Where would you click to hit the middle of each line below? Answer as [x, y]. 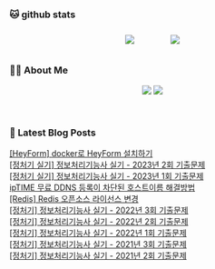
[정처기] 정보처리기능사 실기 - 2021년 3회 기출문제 [98, 244]
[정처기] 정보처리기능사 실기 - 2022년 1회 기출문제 [98, 233]
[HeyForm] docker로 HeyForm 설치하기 [81, 153]
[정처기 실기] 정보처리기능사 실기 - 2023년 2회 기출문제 [107, 164]
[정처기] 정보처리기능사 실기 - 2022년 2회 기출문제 [99, 221]
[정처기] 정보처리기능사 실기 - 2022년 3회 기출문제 [99, 210]
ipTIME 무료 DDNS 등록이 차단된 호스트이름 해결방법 [103, 187]
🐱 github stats [43, 15]
